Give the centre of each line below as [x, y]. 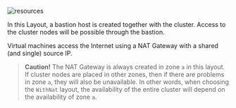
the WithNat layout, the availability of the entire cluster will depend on [125, 89]
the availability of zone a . [61, 97]
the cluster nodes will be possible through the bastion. [86, 32]
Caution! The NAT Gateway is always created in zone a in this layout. [125, 67]
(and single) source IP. [40, 53]
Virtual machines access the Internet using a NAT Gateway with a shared [113, 46]
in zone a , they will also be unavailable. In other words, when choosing [127, 82]
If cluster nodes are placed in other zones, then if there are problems [124, 74]
